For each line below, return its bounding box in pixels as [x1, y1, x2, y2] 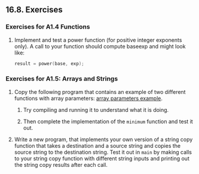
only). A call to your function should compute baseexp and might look [14, 42, 186, 50]
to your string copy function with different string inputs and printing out [14, 155, 189, 162]
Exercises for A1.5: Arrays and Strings [5, 75, 118, 83]
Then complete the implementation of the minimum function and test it [23, 118, 194, 125]
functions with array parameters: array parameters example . [14, 94, 163, 102]
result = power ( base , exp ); [14, 60, 84, 66]
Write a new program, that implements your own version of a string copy [14, 136, 193, 143]
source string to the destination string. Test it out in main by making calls [14, 148, 192, 155]
